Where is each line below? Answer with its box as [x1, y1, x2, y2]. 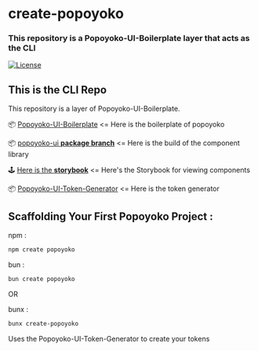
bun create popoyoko [8, 275, 76, 283]
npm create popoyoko [8, 246, 76, 254]
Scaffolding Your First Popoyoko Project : [8, 210, 213, 223]
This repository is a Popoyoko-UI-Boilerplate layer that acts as [8, 33, 250, 44]
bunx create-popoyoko [8, 320, 79, 327]
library [8, 150, 29, 159]
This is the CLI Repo [8, 83, 107, 97]
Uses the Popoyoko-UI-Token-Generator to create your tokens [8, 334, 210, 343]
